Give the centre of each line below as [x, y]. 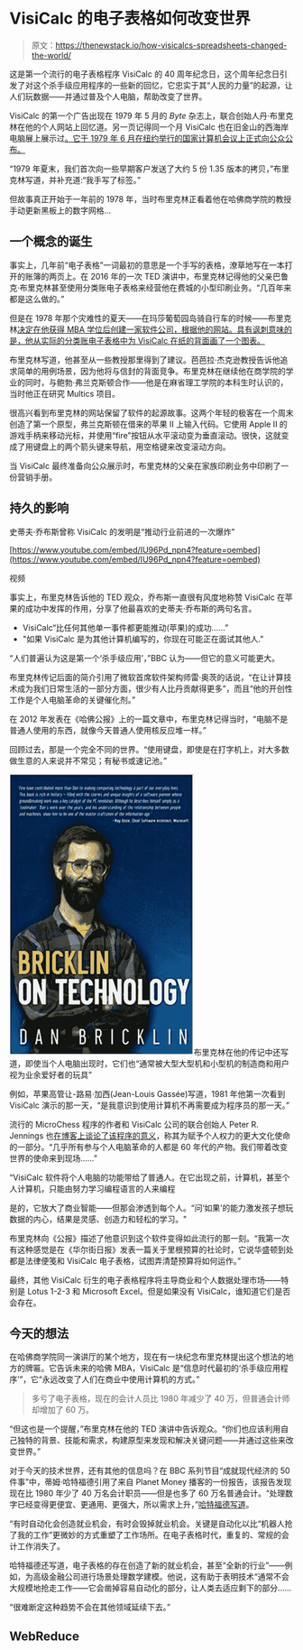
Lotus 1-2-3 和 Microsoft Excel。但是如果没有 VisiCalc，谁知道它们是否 [159, 1291]
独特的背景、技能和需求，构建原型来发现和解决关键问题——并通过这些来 [151, 1441]
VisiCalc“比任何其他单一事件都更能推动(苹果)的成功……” [125, 627]
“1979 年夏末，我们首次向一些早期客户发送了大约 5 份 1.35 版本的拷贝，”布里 [150, 169]
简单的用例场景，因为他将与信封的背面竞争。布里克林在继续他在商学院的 [151, 371]
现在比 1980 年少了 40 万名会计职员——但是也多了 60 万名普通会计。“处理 [147, 1493]
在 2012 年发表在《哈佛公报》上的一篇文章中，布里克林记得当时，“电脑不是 [149, 719]
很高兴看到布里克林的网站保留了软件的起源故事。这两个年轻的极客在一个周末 [151, 412]
